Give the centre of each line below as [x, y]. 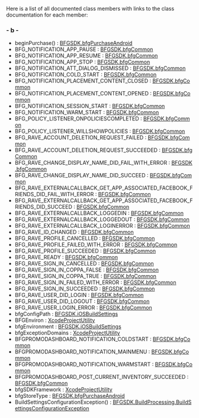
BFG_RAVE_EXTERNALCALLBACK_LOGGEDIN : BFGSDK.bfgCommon [99, 213]
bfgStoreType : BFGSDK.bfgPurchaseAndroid [70, 396]
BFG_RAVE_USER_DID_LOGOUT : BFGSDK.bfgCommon [82, 301]
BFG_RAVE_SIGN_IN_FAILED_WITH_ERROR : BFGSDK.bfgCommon [95, 283]
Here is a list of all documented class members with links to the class [90, 9]
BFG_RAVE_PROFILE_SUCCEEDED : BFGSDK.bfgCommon [85, 251]
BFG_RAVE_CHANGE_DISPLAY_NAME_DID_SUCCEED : [82, 176]
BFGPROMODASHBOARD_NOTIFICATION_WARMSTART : [84, 365]
